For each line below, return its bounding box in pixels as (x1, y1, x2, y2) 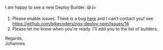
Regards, (5, 35, 23, 41)
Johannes (5, 41, 25, 46)
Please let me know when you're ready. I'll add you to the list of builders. (12, 26, 159, 32)
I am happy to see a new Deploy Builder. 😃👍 (5, 4, 96, 10)
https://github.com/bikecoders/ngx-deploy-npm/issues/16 (12, 21, 129, 26)
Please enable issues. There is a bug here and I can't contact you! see (12, 16, 154, 21)
